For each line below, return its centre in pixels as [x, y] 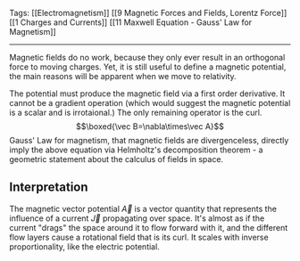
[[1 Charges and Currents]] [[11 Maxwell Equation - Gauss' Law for [131, 22]
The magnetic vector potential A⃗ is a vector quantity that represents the [143, 208]
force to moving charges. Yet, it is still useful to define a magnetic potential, [148, 67]
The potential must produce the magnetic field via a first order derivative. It [147, 94]
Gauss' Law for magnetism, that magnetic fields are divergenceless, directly [149, 140]
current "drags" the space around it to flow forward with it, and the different [149, 227]
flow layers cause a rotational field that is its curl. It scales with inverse [139, 237]
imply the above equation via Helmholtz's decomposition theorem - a [136, 150]
